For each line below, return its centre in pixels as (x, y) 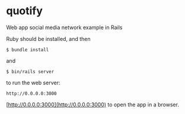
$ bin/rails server (30, 72)
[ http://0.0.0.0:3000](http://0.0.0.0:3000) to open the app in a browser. (93, 104)
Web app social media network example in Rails (64, 27)
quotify (25, 11)
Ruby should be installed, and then (48, 39)
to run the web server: (33, 83)
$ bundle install (28, 50)
